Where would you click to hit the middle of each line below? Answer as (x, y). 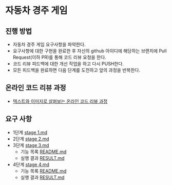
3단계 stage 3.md (31, 145)
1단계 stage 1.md (30, 132)
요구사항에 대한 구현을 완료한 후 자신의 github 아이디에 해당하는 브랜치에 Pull (90, 51)
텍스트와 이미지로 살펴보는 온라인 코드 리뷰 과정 (60, 101)
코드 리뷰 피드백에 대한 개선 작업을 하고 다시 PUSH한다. (68, 64)
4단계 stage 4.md (31, 164)
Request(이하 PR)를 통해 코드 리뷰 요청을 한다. (59, 57)
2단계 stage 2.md (31, 139)
